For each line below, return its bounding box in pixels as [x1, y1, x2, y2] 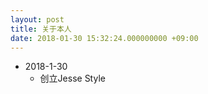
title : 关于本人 [10, 24, 72, 34]
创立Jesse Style [39, 72, 106, 85]
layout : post [10, 14, 65, 25]
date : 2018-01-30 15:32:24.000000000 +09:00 [10, 33, 199, 43]
